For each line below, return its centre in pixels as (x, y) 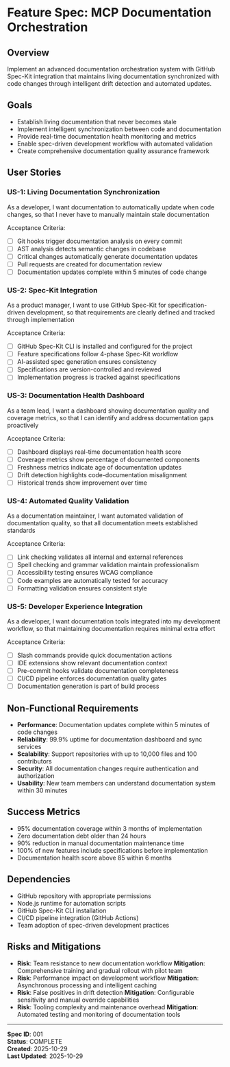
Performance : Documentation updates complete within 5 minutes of (113, 725)
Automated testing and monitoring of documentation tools (99, 1014)
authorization (36, 776)
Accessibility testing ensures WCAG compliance (85, 573)
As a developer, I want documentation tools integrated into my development (114, 621)
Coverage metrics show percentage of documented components (108, 459)
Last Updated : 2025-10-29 (45, 1056)
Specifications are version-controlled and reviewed (89, 369)
